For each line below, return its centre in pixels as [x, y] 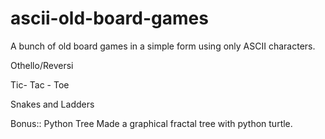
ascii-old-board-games [109, 18]
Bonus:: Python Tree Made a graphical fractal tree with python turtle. [151, 123]
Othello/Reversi [42, 65]
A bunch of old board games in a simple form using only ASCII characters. [163, 46]
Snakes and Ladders [52, 104]
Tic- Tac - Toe [40, 84]
